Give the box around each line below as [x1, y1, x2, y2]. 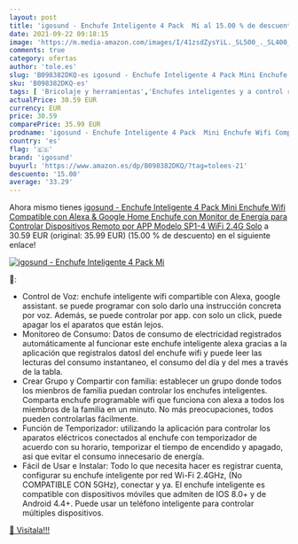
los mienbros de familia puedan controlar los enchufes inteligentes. [21, 385, 268, 396]
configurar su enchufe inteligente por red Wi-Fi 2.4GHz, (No [21, 470, 242, 481]
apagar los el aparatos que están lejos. [21, 320, 164, 330]
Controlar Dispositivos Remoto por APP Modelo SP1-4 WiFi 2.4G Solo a [9, 221, 269, 231]
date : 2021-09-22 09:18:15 [9, 29, 109, 38]
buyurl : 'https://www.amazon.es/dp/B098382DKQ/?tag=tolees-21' [9, 161, 248, 170]
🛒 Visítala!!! [9, 525, 51, 536]
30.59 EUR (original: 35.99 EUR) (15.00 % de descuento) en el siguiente [9, 230, 271, 241]
